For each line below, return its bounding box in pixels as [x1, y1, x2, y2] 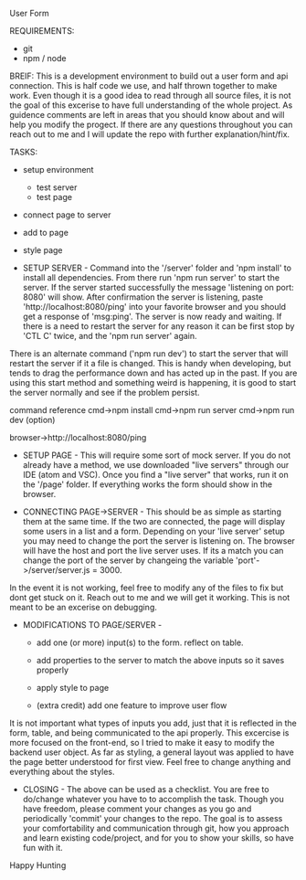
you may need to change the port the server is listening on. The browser [22, 535, 295, 546]
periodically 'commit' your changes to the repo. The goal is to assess [22, 813, 283, 823]
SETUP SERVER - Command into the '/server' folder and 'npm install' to [22, 262, 292, 273]
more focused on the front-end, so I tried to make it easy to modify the [9, 737, 275, 747]
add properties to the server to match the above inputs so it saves [36, 655, 285, 665]
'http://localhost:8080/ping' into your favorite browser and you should [22, 302, 286, 312]
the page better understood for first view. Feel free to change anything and [9, 757, 291, 767]
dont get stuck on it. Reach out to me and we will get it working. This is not [9, 592, 290, 602]
